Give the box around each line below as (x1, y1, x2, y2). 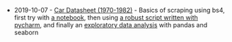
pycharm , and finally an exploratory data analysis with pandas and (13, 21, 208, 29)
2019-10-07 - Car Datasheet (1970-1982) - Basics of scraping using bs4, (13, 6, 225, 14)
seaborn (13, 28, 39, 36)
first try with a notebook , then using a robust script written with (13, 13, 198, 22)
